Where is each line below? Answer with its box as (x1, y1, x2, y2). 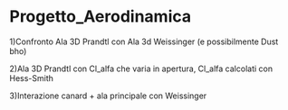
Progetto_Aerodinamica (9, 6, 192, 27)
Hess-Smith (9, 72, 54, 83)
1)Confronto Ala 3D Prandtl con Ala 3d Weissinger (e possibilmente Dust (9, 36, 279, 47)
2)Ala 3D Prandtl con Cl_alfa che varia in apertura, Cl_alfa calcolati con (9, 63, 274, 74)
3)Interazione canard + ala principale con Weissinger (9, 90, 207, 101)
